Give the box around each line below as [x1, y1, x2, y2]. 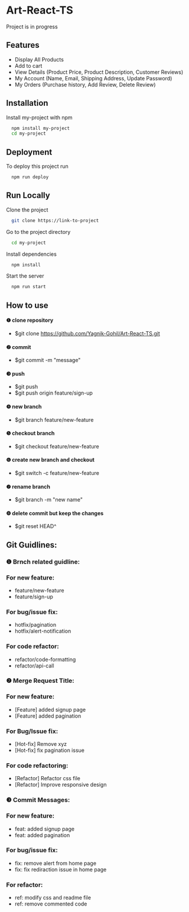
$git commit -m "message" [14, 357, 81, 364]
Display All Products [14, 56, 64, 63]
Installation [6, 98, 48, 108]
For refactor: [6, 881, 43, 889]
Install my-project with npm [6, 113, 73, 121]
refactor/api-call [14, 662, 54, 669]
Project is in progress [6, 23, 58, 30]
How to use [6, 300, 48, 310]
